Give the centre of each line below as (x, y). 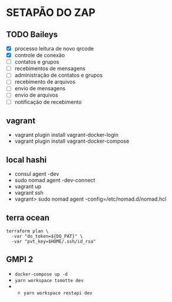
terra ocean (28, 217)
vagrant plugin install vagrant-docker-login (67, 135)
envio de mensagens (40, 88)
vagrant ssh (29, 193)
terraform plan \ (27, 231)
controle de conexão (40, 55)
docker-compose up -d (41, 274)
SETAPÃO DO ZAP (51, 13)
